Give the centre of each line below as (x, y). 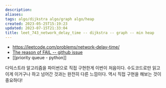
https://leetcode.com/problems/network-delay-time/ (66, 47)
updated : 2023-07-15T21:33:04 (37, 28)
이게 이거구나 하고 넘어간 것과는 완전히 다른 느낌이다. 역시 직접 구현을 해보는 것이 (83, 74)
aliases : (14, 14)
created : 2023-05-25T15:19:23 (37, 24)
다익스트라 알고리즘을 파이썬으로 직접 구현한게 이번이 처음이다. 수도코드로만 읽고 (83, 68)
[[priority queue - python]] (40, 57)
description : (19, 10)
